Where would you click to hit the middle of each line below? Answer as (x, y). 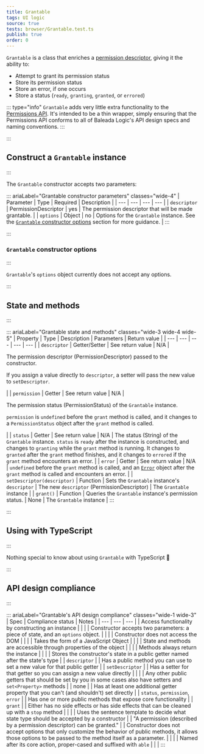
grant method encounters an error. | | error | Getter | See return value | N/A (101, 461)
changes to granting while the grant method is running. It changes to (93, 448)
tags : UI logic (26, 18)
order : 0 (17, 40)
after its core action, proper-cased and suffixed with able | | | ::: (86, 744)
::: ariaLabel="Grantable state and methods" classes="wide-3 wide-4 (93, 332)
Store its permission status (48, 82)
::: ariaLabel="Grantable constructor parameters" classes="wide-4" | (93, 196)
